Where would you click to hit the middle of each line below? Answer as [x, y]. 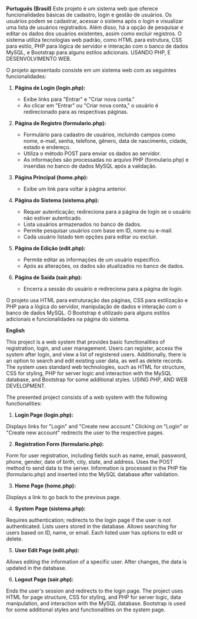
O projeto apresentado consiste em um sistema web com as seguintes [91, 70]
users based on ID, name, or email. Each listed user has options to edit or [95, 533]
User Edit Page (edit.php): [47, 550]
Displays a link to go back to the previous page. [64, 497]
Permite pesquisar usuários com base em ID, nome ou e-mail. [98, 230]
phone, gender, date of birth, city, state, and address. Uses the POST [90, 462]
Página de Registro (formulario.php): [60, 123]
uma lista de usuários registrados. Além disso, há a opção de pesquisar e [95, 27]
